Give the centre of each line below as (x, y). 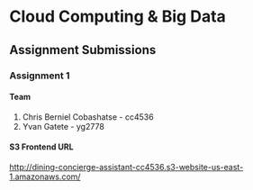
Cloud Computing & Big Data (118, 17)
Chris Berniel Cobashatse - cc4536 (88, 117)
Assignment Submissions (83, 50)
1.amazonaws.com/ (45, 176)
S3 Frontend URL (41, 147)
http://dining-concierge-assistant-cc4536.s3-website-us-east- (126, 167)
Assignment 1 (40, 76)
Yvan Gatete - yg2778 (63, 126)
